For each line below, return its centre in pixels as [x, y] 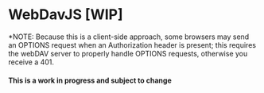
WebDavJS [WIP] [66, 15]
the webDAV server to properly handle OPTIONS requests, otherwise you [128, 53]
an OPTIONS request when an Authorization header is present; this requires [132, 45]
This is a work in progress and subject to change [90, 80]
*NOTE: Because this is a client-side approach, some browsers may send [129, 37]
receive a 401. [31, 62]
